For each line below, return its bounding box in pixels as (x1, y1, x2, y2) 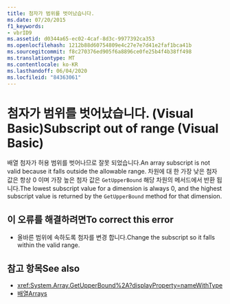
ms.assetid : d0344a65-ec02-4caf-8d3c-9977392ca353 (7, 36, 155, 43)
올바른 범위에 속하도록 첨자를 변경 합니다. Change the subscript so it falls (16, 233, 215, 242)
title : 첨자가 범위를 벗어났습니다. (7, 10, 95, 17)
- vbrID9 (7, 29, 32, 36)
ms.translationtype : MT (7, 55, 76, 62)
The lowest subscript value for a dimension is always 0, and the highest (19, 185, 222, 193)
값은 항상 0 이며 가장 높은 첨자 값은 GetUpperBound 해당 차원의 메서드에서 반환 (7, 176, 216, 184)
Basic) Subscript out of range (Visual (7, 121, 219, 136)
